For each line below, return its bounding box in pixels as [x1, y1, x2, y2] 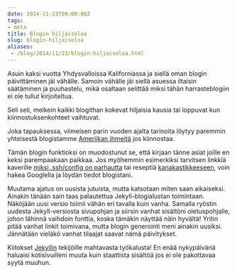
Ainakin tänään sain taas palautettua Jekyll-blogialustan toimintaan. [7, 192, 204, 200]
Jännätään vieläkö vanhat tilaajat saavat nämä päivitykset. [7, 229, 177, 238]
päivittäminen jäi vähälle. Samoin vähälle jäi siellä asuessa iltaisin [7, 76, 197, 85]
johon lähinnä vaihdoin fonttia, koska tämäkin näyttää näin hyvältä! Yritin [7, 214, 219, 223]
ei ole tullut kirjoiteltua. [7, 91, 74, 100]
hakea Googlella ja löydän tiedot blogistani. [7, 171, 133, 179]
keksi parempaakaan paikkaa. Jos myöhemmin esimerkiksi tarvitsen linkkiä [7, 155, 226, 164]
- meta [7, 23, 27, 30]
